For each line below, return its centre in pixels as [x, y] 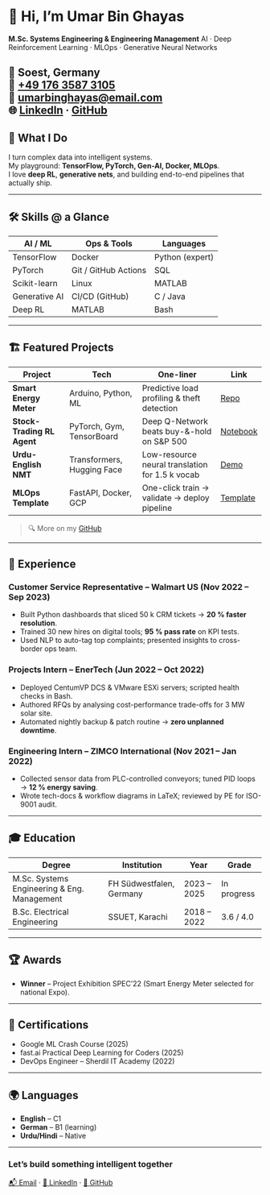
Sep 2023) [29, 597]
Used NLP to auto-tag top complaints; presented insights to [118, 641]
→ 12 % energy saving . [59, 787]
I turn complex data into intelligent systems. [80, 157]
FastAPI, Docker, [101, 492]
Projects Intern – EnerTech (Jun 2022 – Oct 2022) [106, 670]
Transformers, [96, 459]
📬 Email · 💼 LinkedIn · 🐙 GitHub [61, 1182]
